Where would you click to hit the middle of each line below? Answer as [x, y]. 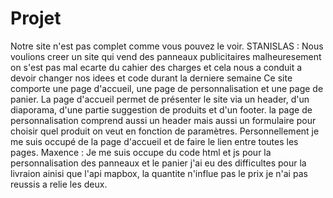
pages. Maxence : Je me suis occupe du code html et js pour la [141, 152]
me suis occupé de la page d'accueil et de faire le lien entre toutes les [154, 141]
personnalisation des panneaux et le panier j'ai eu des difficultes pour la [158, 163]
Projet [36, 18]
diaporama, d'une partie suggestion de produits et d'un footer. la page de [161, 109]
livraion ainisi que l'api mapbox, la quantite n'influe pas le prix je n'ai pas [159, 173]
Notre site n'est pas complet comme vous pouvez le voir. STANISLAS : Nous [167, 46]
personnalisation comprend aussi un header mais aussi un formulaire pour [163, 120]
